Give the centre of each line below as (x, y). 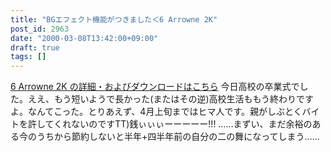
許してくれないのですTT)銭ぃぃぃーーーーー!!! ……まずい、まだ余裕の (170, 124)
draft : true (35, 47)
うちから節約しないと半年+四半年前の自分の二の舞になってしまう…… (178, 137)
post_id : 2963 (40, 29)
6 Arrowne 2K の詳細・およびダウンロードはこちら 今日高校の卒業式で (155, 87)
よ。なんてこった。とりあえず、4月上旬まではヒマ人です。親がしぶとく (156, 112)
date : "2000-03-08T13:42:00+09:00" (84, 38)
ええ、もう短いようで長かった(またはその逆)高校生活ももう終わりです (171, 99)
